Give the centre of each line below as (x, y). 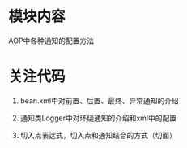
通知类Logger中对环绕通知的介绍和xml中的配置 (98, 118)
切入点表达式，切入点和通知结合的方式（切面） (98, 135)
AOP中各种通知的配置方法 (51, 41)
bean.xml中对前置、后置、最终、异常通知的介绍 (100, 100)
